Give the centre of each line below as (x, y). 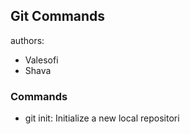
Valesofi (41, 60)
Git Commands (58, 16)
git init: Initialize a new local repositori (102, 118)
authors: (27, 40)
